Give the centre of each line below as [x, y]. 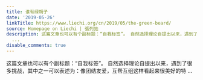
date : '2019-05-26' [31, 17]
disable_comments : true [36, 46]
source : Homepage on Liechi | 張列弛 [52, 29]
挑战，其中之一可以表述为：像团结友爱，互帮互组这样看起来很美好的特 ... [102, 70]
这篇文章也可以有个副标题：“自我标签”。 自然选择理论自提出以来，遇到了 [97, 63]
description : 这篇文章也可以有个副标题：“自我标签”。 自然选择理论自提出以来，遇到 [100, 34]
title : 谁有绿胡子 [27, 12]
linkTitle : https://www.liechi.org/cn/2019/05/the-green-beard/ [89, 23]
